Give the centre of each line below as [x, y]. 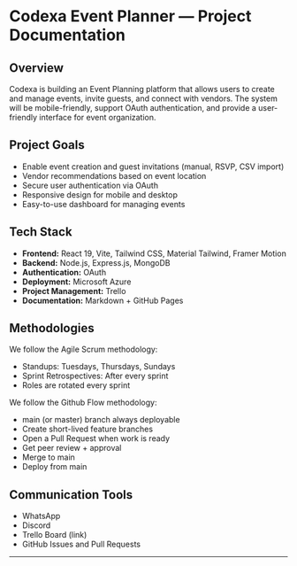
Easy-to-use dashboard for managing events [103, 204]
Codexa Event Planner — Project [130, 16]
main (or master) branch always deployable [101, 420]
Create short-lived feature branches [87, 429]
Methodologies [52, 328]
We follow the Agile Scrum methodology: [84, 349]
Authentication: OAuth [64, 272]
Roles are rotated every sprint [76, 385]
